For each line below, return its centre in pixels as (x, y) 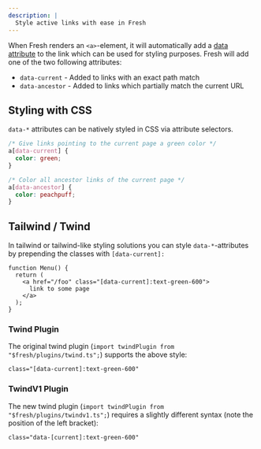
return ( (30, 275)
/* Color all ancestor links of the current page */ (97, 180)
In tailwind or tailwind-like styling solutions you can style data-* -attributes (129, 246)
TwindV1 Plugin (39, 389)
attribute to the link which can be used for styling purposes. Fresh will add (129, 54)
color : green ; (38, 158)
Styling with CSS (50, 110)
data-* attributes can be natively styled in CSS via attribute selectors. (121, 129)
